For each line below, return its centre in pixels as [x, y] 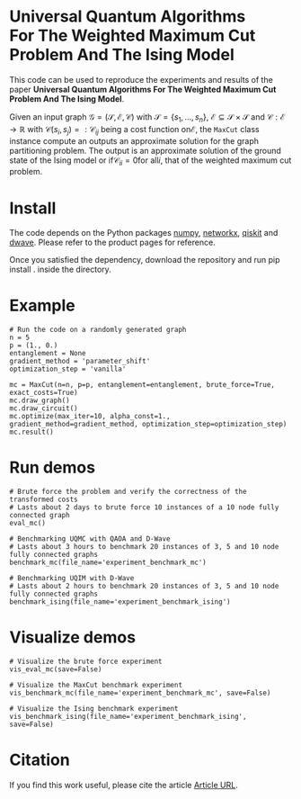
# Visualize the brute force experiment [86, 662]
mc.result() [31, 432]
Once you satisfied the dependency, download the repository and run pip [145, 260]
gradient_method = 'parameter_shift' [80, 362]
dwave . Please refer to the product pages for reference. [112, 242]
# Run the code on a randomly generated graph [98, 330]
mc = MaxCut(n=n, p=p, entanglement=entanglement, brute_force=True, [142, 385]
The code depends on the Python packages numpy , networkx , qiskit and [144, 233]
